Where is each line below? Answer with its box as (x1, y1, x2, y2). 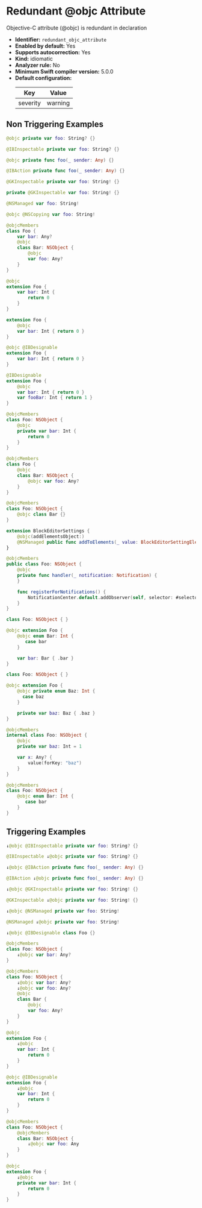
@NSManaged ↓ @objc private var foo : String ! (6, 919, 120, 925)
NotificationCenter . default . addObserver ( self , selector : (28, 594, 173, 600)
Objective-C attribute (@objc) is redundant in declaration (6, 24, 147, 31)
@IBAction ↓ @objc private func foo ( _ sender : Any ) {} (6, 875, 144, 881)
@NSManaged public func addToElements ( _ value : (17, 539, 138, 545)
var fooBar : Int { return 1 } (17, 395, 93, 401)
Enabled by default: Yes (14, 42, 76, 49)
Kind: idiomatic (14, 55, 53, 62)
